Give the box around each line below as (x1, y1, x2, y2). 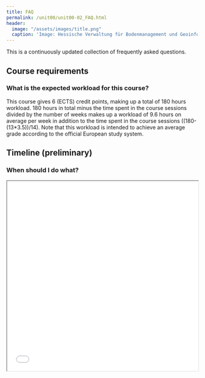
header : (6, 20, 26, 26)
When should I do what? (6, 166, 79, 174)
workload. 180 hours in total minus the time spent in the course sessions (6, 104, 187, 111)
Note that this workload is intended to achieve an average (41, 123, 186, 131)
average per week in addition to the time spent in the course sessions (6, 117, 180, 125)
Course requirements (6, 66, 89, 76)
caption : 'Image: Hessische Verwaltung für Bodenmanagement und (12, 32, 178, 38)
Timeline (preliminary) (6, 148, 93, 158)
